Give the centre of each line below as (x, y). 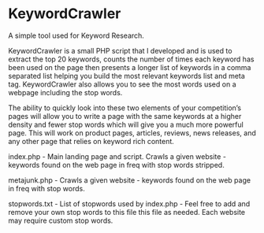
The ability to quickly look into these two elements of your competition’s (125, 108)
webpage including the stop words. (65, 92)
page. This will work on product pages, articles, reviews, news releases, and (132, 133)
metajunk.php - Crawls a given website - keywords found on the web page (129, 180)
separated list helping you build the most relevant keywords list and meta (127, 76)
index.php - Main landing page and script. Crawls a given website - (117, 156)
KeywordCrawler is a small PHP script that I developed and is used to (120, 50)
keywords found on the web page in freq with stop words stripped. (116, 165)
